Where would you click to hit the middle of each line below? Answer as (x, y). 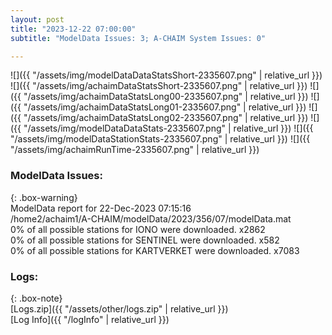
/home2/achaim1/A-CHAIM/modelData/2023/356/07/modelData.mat (151, 218)
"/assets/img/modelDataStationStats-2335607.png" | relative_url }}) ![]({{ (160, 139)
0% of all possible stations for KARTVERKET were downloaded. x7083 (155, 250)
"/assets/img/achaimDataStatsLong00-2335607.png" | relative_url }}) (166, 97)
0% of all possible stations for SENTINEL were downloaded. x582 (145, 240)
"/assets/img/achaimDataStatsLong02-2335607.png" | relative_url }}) (166, 118)
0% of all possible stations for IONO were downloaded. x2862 (138, 229)
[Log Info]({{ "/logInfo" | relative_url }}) (90, 319)
